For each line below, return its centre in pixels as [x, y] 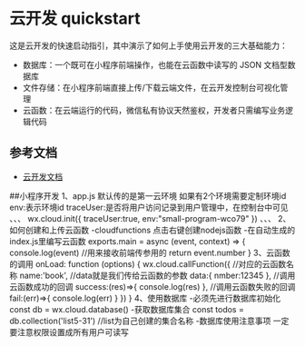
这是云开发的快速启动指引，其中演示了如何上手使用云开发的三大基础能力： [148, 45]
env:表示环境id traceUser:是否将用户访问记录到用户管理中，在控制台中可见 [149, 207]
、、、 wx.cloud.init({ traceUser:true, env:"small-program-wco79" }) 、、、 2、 [150, 218]
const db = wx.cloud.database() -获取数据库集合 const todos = [127, 309]
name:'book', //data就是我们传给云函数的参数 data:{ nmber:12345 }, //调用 [157, 275]
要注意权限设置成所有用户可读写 [69, 331]
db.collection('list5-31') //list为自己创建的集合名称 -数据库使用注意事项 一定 [149, 321]
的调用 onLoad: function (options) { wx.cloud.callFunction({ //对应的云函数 [148, 263]
